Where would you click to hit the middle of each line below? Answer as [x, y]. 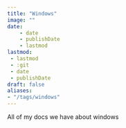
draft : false [26, 84]
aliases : [20, 91]
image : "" [21, 20]
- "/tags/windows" [34, 98]
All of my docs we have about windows [63, 117]
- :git [20, 65]
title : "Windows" [32, 13]
